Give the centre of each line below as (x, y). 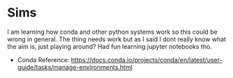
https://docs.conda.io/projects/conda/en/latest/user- (146, 59)
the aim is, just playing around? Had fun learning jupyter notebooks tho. (110, 46)
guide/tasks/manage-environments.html (75, 67)
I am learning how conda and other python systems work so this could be (112, 32)
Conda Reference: (43, 59)
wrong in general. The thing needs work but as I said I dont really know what (117, 39)
